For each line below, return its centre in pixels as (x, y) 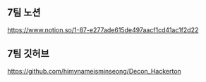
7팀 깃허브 (28, 54)
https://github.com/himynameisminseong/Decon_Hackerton (94, 71)
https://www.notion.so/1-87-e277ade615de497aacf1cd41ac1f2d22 (103, 29)
